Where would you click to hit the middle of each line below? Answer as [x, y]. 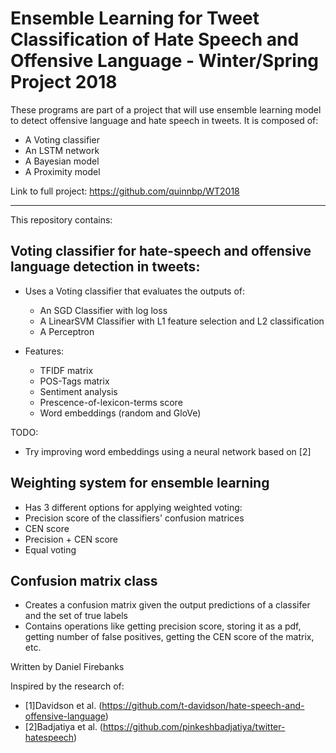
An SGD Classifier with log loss [103, 310]
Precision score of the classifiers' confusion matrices [134, 518]
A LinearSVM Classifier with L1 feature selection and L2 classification [182, 321]
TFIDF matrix [66, 370]
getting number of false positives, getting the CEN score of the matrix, [169, 637]
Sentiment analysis [78, 391]
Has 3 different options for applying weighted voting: [133, 507]
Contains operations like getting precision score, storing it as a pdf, [163, 626]
